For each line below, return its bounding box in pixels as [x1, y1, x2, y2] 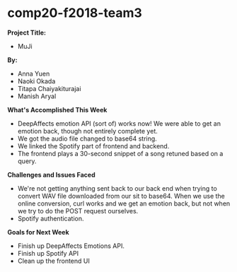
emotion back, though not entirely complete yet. [17, 126, 158, 135]
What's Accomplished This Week [7, 105, 108, 114]
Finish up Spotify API [17, 249, 79, 257]
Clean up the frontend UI [17, 256, 90, 265]
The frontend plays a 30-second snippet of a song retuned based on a [17, 149, 224, 158]
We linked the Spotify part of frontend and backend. [17, 141, 170, 150]
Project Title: [7, 28, 46, 37]
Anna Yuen [17, 69, 50, 78]
